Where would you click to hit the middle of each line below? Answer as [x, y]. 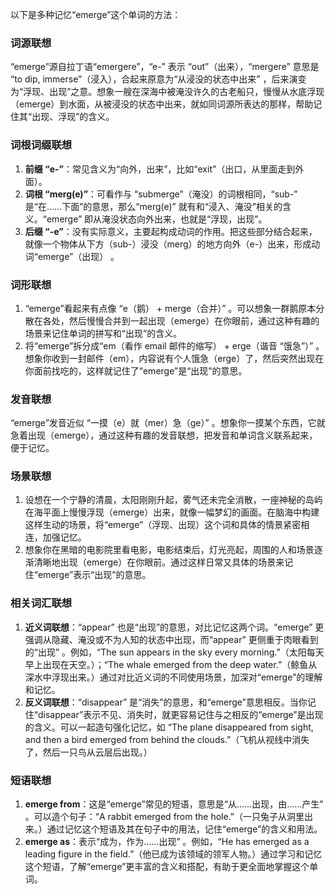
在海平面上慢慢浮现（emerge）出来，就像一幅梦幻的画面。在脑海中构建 [172, 512]
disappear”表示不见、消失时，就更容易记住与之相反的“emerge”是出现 [180, 714]
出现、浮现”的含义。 [73, 117]
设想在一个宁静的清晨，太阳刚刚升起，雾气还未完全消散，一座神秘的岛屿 [173, 500]
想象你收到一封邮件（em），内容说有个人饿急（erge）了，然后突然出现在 [174, 358]
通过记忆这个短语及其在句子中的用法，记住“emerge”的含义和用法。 [184, 829]
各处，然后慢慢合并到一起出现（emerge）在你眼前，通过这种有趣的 [181, 320]
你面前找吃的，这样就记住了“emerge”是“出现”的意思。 [136, 370]
